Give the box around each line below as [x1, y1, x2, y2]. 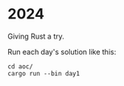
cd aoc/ [7, 62, 34, 71]
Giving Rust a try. [7, 31, 65, 41]
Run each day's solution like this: [7, 47, 117, 56]
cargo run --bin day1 [7, 69, 81, 77]
